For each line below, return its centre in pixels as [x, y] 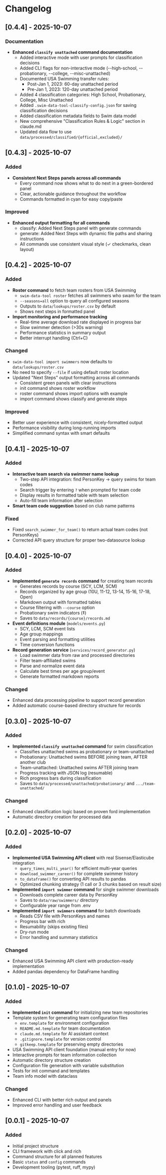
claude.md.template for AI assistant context [64, 1033]
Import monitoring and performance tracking [60, 316]
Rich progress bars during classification [60, 778]
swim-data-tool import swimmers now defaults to [62, 361]
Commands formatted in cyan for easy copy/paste [71, 199]
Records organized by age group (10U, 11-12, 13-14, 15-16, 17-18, [85, 591]
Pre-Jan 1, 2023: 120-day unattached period [73, 89]
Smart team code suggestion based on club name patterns [74, 506]
